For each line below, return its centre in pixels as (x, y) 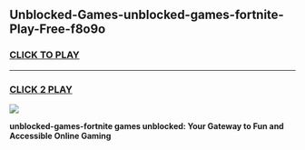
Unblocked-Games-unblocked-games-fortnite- (147, 15)
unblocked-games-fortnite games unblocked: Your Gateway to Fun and (147, 125)
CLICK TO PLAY (44, 55)
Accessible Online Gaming (60, 135)
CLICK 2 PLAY (41, 89)
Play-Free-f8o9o (58, 30)
